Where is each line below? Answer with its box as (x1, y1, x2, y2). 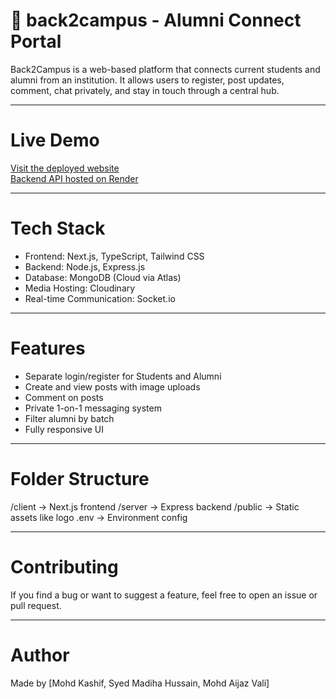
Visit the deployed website (10, 162, 120, 174)
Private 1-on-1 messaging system (24, 402, 162, 414)
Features (10, 337, 86, 359)
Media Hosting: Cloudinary (24, 282, 136, 294)
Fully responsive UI (24, 423, 105, 435)
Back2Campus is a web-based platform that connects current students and (10, 63, 321, 75)
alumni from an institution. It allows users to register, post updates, (10, 74, 285, 86)
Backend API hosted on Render (10, 172, 139, 184)
